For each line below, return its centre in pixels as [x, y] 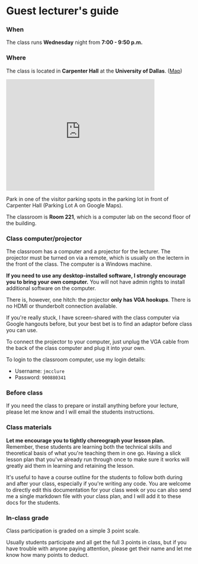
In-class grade [28, 518]
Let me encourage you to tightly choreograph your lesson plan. [85, 440]
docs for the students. [33, 502]
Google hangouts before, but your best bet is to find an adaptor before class [99, 324]
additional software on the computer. [51, 288]
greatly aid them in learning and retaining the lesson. [70, 465]
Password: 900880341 [40, 377]
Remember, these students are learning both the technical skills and [89, 446]
